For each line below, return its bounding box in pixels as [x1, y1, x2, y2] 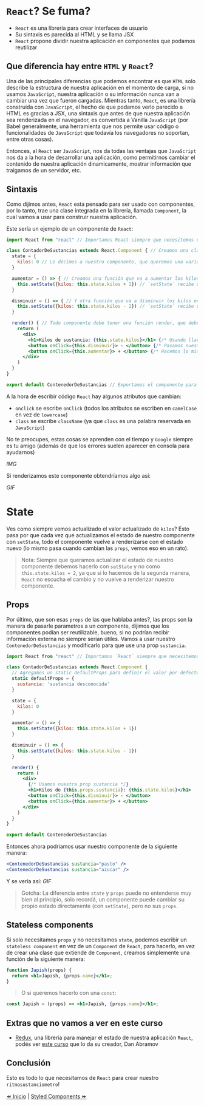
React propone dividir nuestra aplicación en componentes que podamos [15, 37, 195, 44]
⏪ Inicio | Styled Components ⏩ [6, 1093, 87, 1100]
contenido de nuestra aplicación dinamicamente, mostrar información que [6, 160, 191, 168]
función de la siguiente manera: [6, 955, 86, 963]
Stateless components [6, 920, 93, 930]
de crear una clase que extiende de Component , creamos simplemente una [6, 949, 190, 956]
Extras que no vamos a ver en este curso [6, 1018, 163, 1028]
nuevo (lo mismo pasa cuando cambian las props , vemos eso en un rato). [6, 545, 189, 552]
